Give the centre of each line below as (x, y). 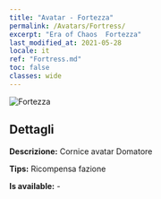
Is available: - (35, 186)
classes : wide (36, 76)
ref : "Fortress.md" (46, 59)
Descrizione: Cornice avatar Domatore (81, 151)
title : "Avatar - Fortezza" (62, 17)
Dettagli (32, 130)
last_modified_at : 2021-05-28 (66, 43)
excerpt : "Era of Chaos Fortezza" (76, 34)
